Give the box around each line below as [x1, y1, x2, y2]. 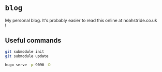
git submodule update [5, 54, 49, 59]
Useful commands [5, 36, 61, 45]
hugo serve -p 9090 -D [5, 62, 51, 67]
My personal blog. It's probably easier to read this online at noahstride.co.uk [5, 17, 157, 23]
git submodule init [5, 49, 44, 54]
